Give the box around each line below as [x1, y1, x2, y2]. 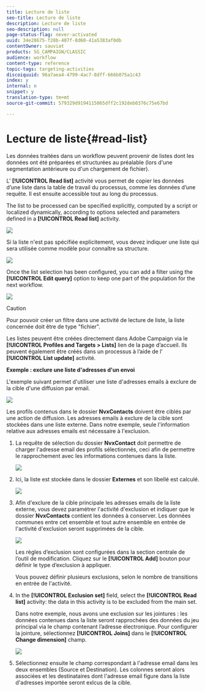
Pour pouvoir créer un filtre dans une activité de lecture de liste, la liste [6, 316, 185, 323]
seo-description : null [6, 26, 64, 32]
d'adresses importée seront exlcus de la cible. [15, 679, 132, 686]
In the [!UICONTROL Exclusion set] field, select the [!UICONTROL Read [15, 592, 197, 599]
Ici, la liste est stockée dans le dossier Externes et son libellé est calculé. [15, 475, 199, 483]
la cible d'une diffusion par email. [6, 384, 91, 392]
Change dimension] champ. [15, 636, 87, 643]
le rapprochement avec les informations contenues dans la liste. [15, 452, 177, 459]
